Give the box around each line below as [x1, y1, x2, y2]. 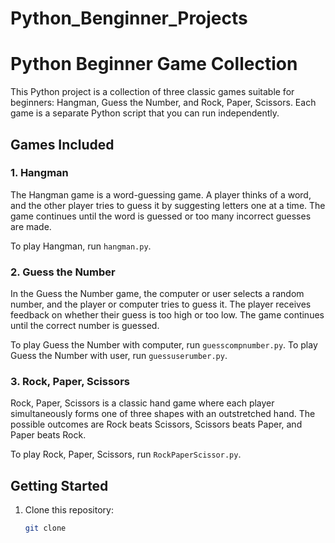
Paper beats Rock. [10, 429, 87, 441]
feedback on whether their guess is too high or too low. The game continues [10, 309, 325, 321]
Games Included [10, 136, 115, 153]
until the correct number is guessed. [10, 320, 160, 332]
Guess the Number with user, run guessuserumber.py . [10, 350, 228, 362]
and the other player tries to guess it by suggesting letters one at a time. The [10, 199, 326, 211]
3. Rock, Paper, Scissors [10, 375, 130, 389]
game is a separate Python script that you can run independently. [10, 107, 280, 119]
